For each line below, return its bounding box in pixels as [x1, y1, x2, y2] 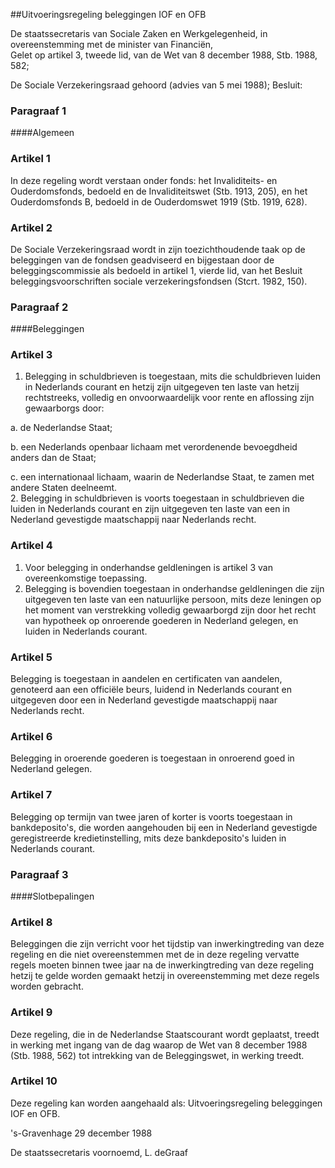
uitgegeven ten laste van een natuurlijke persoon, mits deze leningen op [24, 593, 322, 605]
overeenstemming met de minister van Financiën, [10, 39, 214, 50]
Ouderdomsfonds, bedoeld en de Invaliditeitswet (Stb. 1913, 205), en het [10, 185, 308, 197]
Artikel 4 [10, 539, 53, 553]
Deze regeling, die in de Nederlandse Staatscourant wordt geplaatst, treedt [10, 1028, 320, 1040]
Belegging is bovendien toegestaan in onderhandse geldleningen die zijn [24, 582, 325, 594]
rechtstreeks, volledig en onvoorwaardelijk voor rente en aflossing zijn [24, 392, 315, 404]
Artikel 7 [10, 788, 53, 802]
